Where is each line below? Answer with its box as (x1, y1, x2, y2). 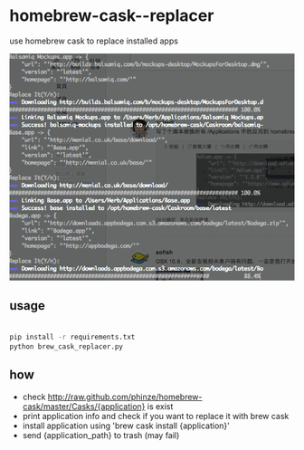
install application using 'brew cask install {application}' (22, 420, 231, 431)
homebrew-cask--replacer (9, 5, 214, 26)
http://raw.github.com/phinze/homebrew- (47, 391, 203, 402)
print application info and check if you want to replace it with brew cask (22, 410, 290, 421)
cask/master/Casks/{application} (22, 400, 146, 412)
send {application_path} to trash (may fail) (22, 429, 180, 440)
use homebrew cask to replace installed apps (9, 35, 179, 46)
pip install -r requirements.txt (9, 332, 136, 342)
